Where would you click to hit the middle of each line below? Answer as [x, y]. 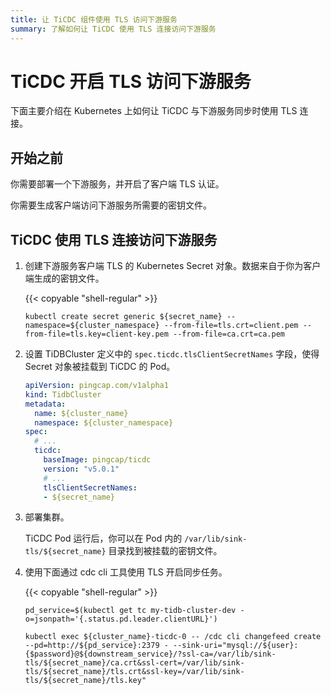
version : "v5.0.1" [81, 469]
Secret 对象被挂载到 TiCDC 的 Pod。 [100, 367]
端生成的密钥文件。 [64, 278]
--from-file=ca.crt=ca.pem [229, 334]
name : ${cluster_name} [81, 413]
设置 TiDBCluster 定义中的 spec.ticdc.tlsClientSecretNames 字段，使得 [172, 354]
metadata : [45, 404]
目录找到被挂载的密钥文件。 [165, 551]
